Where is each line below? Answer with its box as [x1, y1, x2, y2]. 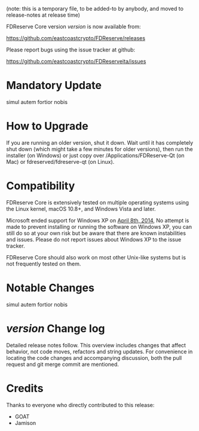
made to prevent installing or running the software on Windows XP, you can [6, 223, 192, 230]
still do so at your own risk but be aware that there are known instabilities [6, 230, 186, 237]
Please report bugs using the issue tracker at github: [6, 46, 136, 53]
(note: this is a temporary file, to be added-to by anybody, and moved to [6, 5, 184, 12]
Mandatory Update [6, 79, 102, 92]
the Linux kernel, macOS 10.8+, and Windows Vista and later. [6, 205, 157, 212]
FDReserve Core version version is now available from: [6, 23, 142, 30]
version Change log [6, 322, 106, 335]
